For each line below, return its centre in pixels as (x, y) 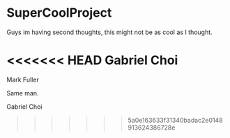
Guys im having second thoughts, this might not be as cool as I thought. (110, 32)
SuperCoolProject (59, 13)
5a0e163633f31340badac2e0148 (176, 120)
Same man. (23, 93)
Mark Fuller (23, 79)
